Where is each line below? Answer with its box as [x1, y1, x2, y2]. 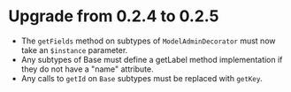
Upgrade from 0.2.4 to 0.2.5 [8, 6, 219, 27]
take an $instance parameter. [20, 44, 128, 55]
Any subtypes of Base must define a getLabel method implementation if [20, 54, 283, 65]
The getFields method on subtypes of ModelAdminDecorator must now [20, 35, 276, 46]
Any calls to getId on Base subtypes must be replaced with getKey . [20, 73, 263, 83]
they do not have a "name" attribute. [20, 64, 154, 74]
